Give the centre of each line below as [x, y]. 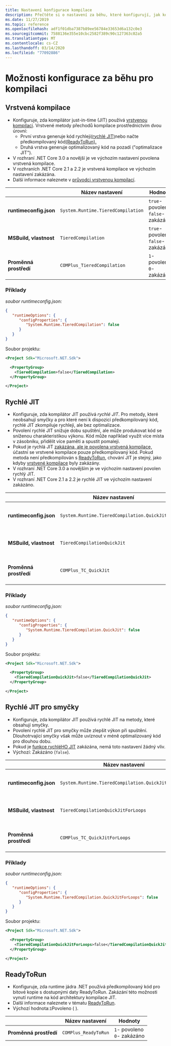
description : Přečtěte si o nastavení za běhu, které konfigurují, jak [83, 15]
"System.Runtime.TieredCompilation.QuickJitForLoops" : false [92, 897]
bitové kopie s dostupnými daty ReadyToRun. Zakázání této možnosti [85, 992]
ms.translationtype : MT [31, 39]
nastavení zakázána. [34, 174]
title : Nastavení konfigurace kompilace [49, 10]
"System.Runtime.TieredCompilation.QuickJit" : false [83, 630]
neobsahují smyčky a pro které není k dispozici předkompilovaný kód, [85, 420]
